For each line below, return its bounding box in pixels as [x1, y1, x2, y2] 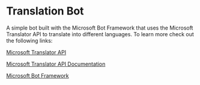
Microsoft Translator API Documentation [6, 60, 106, 68]
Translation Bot [6, 4, 84, 18]
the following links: [6, 37, 53, 44]
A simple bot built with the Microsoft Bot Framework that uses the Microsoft [6, 24, 193, 31]
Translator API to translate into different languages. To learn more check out [6, 30, 194, 37]
